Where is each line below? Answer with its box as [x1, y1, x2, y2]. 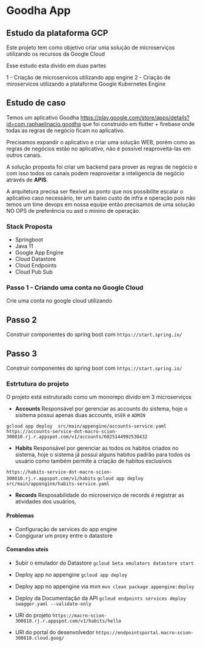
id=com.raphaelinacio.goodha [6, 120, 81, 127]
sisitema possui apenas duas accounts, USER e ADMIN [15, 412, 145, 419]
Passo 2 [6, 315, 38, 325]
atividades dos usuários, [15, 498, 77, 505]
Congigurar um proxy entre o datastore [15, 532, 113, 539]
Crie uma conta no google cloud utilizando [6, 297, 113, 304]
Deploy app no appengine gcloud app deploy [15, 571, 127, 578]
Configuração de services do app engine [15, 525, 118, 532]
